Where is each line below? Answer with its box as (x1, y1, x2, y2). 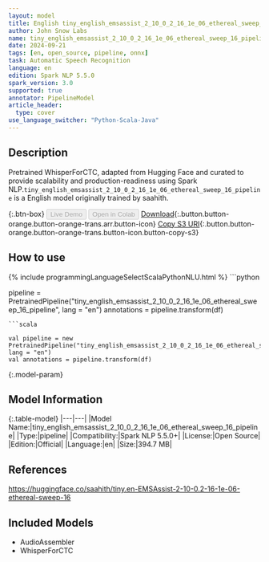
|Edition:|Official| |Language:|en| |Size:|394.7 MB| (8, 439, 172, 450)
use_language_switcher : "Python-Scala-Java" (8, 116, 159, 124)
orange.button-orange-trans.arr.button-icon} (8, 218, 156, 229)
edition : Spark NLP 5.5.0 (8, 71, 94, 79)
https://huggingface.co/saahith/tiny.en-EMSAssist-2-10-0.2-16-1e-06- (8, 484, 240, 494)
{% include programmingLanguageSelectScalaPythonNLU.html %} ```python (8, 272, 260, 282)
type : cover (15, 109, 56, 117)
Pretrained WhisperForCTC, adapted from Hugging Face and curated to (8, 167, 244, 177)
